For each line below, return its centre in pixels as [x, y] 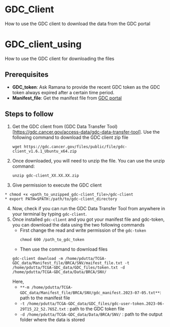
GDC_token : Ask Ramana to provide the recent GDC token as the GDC [86, 87]
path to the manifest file [45, 298]
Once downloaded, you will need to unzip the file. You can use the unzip [88, 160]
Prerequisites [27, 75]
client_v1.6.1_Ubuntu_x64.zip [45, 151]
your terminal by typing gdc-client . [49, 214]
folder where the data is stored [52, 319]
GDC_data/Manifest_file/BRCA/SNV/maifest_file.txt [67, 263]
